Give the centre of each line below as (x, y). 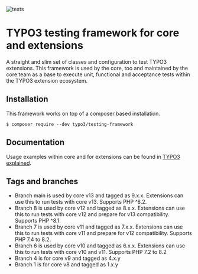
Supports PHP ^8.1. (38, 221)
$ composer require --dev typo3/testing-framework (70, 124)
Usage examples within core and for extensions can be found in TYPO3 (93, 156)
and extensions (45, 46)
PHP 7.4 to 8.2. (33, 240)
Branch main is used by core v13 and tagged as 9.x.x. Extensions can (99, 195)
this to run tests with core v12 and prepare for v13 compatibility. (92, 214)
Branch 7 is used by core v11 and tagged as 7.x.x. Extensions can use (99, 227)
